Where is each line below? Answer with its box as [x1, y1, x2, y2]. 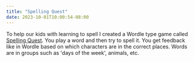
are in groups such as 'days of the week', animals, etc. [6, 49, 140, 56]
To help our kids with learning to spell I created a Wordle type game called [6, 30, 189, 37]
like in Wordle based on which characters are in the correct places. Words [6, 43, 187, 50]
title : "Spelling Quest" [6, 8, 68, 15]
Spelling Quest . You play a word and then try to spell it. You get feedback [6, 37, 186, 44]
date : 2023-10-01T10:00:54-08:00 [6, 14, 89, 20]
